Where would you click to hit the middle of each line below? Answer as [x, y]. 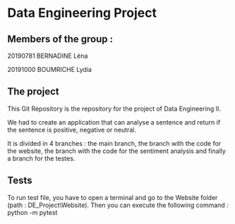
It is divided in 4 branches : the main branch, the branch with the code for [114, 143]
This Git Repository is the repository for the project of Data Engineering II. [114, 108]
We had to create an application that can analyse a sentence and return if [114, 122]
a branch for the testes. [41, 158]
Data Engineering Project [82, 13]
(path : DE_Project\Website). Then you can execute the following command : [118, 205]
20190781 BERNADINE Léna [48, 56]
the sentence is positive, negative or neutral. [72, 130]
